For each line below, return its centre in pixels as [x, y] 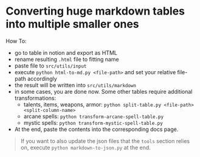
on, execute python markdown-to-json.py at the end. [86, 147]
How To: [16, 41]
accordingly [42, 78]
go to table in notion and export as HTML [66, 52]
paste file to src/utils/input [50, 66]
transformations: [35, 98]
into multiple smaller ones [72, 24]
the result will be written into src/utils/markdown [75, 85]
